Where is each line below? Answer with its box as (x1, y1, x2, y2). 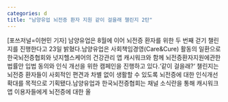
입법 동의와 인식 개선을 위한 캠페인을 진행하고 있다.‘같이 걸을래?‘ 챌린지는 (25, 62, 219, 70)
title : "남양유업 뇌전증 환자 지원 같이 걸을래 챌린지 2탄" (7, 16, 153, 23)
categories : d (7, 10, 48, 17)
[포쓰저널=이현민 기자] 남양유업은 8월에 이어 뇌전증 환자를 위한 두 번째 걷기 (7, 36, 207, 44)
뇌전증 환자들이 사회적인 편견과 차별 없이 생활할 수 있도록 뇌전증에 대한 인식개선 (7, 70, 218, 79)
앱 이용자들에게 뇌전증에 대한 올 (7, 87, 91, 96)
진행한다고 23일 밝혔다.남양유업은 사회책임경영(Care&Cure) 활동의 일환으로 (19, 44, 221, 53)
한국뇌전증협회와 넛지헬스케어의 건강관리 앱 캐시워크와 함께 (7, 53, 165, 62)
